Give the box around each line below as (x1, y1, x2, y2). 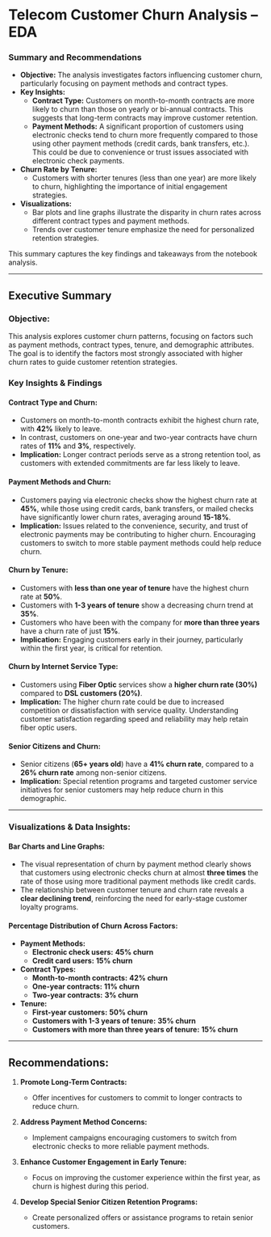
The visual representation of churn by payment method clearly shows (19, 859, 252, 869)
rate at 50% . (19, 591, 63, 601)
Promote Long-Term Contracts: (19, 1078, 127, 1087)
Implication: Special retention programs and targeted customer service (19, 777, 258, 786)
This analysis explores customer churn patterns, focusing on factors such (8, 332, 253, 341)
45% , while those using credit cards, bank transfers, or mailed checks (19, 503, 254, 513)
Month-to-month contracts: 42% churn (31, 973, 168, 983)
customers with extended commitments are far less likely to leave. (19, 459, 240, 468)
